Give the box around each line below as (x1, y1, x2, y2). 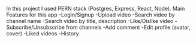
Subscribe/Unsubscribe (6, 24, 65, 31)
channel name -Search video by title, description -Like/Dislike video (6, 18, 174, 24)
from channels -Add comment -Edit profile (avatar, (65, 24, 191, 31)
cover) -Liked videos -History (6, 30, 79, 37)
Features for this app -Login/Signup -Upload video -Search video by (6, 11, 175, 18)
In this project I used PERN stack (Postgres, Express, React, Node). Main (6, 5, 185, 12)
